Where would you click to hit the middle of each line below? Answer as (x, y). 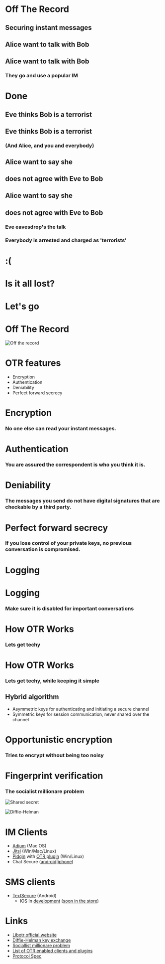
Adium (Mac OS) (29, 846)
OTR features (33, 363)
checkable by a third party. (38, 507)
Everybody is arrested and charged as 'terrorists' (66, 240)
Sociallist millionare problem (41, 946)
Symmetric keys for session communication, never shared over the (81, 714)
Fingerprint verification (54, 776)
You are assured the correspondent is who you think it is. (75, 465)
